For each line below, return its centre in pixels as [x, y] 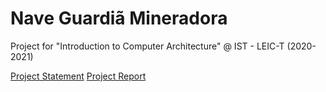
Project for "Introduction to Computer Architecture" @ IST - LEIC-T [147, 46]
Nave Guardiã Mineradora [119, 18]
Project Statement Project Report [78, 76]
